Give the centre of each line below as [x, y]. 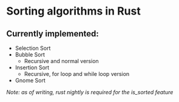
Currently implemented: [52, 34]
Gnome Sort [30, 80]
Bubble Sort [30, 55]
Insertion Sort [32, 67]
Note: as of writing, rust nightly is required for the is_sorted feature [90, 92]
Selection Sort [33, 48]
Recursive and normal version [61, 61]
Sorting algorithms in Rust [73, 11]
